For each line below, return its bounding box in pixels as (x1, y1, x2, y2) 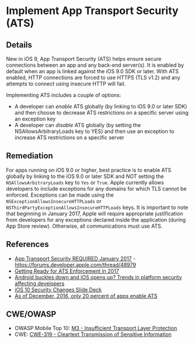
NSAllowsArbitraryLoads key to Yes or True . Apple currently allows (6, 179, 164, 186)
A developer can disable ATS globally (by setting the (14, 122, 141, 128)
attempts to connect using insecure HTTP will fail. (6, 80, 126, 87)
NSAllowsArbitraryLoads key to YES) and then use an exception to (14, 128, 175, 135)
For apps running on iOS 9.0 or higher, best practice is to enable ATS (6, 166, 171, 173)
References (6, 239, 49, 249)
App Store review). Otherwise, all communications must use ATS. (6, 222, 162, 229)
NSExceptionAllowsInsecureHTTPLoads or (6, 197, 102, 204)
